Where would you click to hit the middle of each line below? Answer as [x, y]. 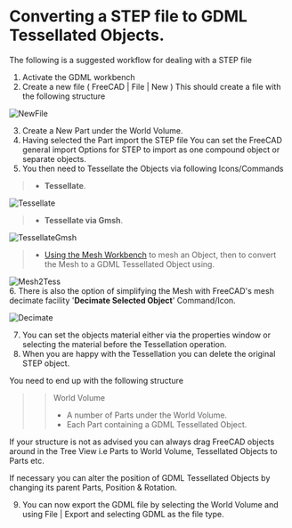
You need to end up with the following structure [97, 380]
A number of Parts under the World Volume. [147, 415]
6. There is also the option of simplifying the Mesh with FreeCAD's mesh [142, 290]
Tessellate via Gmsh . [84, 220]
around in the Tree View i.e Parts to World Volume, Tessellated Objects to [143, 451]
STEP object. [46, 363]
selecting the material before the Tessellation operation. [124, 344]
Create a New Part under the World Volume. [103, 130]
